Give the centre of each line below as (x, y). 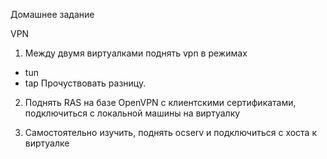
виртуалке (47, 143)
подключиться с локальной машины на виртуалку (132, 113)
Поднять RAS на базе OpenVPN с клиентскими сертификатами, (160, 102)
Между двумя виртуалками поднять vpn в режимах (136, 53)
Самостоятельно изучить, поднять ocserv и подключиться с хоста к (171, 132)
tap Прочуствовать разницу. (85, 83)
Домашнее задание (52, 14)
